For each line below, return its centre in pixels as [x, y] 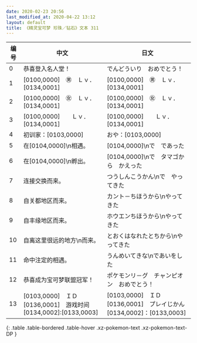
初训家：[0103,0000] [53, 135]
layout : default [26, 22]
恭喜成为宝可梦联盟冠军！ [59, 280]
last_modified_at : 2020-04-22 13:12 [51, 17]
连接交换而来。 [44, 181]
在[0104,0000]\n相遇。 [56, 146]
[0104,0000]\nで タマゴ [143, 157]
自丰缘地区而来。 [47, 220]
